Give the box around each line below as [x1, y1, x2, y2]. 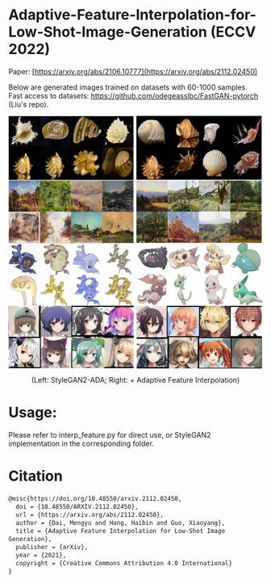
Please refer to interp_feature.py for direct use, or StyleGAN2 [8, 430, 211, 439]
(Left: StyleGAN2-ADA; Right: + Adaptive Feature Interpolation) [31, 375, 240, 384]
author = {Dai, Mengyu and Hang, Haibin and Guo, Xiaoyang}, [15, 518, 226, 526]
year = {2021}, [15, 551, 67, 559]
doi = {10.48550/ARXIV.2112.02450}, [15, 502, 139, 510]
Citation [8, 467, 63, 485]
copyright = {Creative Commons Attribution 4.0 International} [15, 559, 232, 567]
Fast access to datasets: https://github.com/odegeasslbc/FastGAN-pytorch [8, 90, 259, 100]
